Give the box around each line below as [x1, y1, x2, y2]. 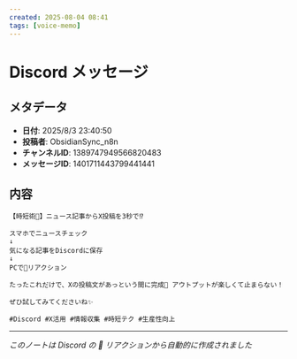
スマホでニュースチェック [9, 229, 88, 239]
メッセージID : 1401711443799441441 [21, 158, 156, 169]
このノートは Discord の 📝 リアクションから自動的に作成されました [9, 340, 253, 350]
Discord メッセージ [9, 62, 148, 82]
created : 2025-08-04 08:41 [9, 12, 109, 22]
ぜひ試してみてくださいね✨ [9, 298, 94, 307]
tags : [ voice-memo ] [9, 21, 81, 30]
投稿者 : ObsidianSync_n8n [21, 136, 119, 147]
